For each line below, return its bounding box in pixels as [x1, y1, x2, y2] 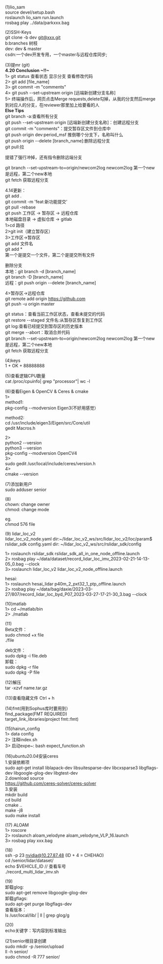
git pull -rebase [5, 204, 36, 210]
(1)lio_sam [5, 4, 25, 10]
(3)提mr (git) [5, 62, 30, 68]
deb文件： [5, 647, 26, 653]
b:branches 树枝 [5, 40, 38, 46]
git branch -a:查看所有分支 [5, 114, 59, 119]
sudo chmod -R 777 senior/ [5, 954, 60, 960]
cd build [5, 797, 21, 802]
